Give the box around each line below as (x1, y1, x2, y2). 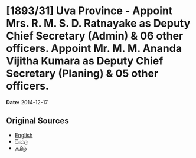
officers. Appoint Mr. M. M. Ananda (6, 42, 182, 55)
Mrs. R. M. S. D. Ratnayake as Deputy (6, 17, 191, 30)
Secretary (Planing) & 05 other (6, 67, 159, 80)
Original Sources (6, 116, 69, 126)
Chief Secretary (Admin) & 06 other (6, 29, 184, 42)
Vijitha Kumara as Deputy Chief (6, 54, 164, 68)
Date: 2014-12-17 (6, 98, 48, 106)
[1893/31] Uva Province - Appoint (6, 4, 173, 18)
